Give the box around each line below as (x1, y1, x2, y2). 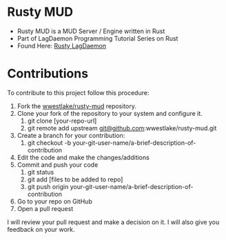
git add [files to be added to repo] (27, 175, 123, 183)
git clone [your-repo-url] (27, 117, 97, 125)
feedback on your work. (7, 225, 75, 233)
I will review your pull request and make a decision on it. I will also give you (7, 218, 220, 226)
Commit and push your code (17, 160, 99, 169)
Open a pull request (17, 204, 74, 212)
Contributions (7, 66, 88, 81)
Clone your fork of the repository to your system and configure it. (17, 109, 203, 117)
